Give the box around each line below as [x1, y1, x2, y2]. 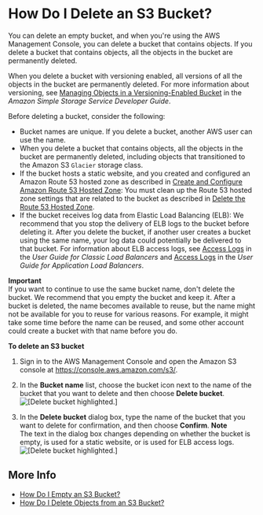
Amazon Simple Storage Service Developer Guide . [8, 96, 171, 106]
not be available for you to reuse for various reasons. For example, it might [8, 309, 249, 319]
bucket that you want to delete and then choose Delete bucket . [19, 388, 225, 398]
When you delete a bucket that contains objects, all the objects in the [19, 143, 243, 153]
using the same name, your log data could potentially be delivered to [19, 235, 242, 245]
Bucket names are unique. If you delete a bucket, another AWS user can [19, 127, 253, 136]
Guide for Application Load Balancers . [19, 261, 144, 270]
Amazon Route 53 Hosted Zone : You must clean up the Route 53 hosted [19, 185, 253, 195]
